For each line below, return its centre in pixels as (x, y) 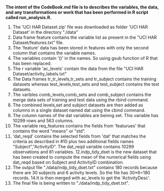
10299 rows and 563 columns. (43, 120)
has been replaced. (32, 63)
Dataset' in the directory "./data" (45, 32)
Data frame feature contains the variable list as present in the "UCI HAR (85, 37)
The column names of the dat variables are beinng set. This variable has (85, 115)
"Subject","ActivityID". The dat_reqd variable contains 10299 (73, 147)
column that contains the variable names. (54, 53)
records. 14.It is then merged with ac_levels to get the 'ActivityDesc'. (82, 178)
